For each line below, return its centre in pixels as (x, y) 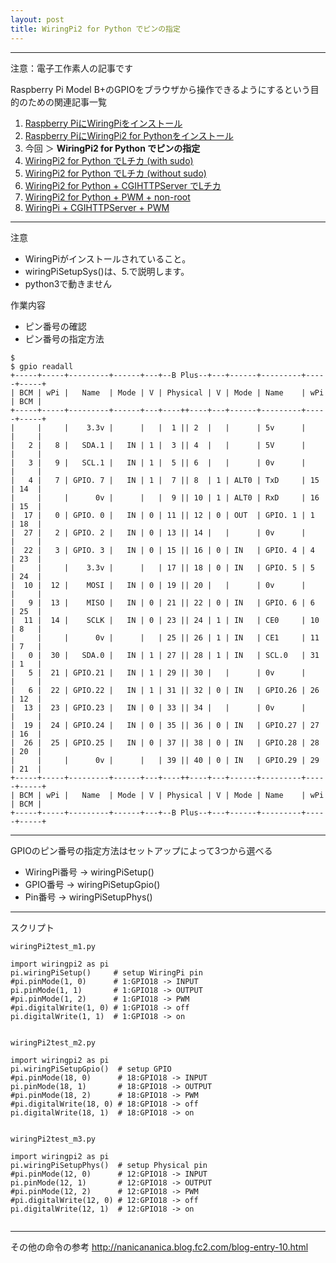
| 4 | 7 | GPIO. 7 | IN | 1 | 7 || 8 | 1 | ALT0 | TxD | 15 (165, 480)
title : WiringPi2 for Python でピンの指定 (95, 29)
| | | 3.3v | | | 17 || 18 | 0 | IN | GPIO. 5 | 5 (162, 567)
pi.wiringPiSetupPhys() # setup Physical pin (109, 1165)
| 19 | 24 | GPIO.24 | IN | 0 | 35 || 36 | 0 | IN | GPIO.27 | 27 (165, 725)
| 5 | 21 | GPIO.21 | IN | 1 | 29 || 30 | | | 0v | (158, 672)
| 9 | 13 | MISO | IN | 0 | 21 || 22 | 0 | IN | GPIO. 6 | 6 (162, 602)
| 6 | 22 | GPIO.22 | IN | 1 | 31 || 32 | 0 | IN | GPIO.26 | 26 (165, 690)
